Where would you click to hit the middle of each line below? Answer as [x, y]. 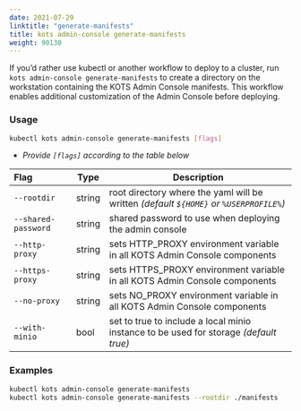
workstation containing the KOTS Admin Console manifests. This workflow [146, 87]
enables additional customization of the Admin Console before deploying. [145, 97]
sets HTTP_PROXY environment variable [194, 244]
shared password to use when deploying [194, 218]
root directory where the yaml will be [186, 193]
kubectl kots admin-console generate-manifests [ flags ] [116, 138]
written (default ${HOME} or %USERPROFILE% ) [197, 204]
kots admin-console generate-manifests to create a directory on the [135, 78]
